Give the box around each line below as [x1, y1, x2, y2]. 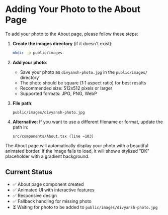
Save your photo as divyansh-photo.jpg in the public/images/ [20, 69, 148, 75]
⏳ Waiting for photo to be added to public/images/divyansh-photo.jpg [12, 204, 158, 210]
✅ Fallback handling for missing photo [12, 198, 92, 204]
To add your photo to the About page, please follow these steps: [5, 31, 138, 37]
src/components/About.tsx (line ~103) [12, 134, 94, 139]
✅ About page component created [12, 181, 84, 187]
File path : [12, 100, 33, 106]
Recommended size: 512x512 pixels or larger [20, 85, 113, 91]
